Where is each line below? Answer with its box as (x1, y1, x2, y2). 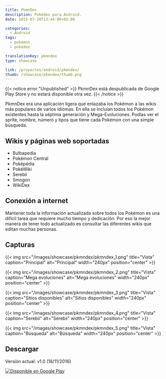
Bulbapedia (12, 150, 36, 156)
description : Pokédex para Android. (5, 12, 82, 17)
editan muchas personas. (5, 226, 58, 232)
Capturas (5, 241, 35, 249)
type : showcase (5, 58, 37, 63)
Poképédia (12, 161, 35, 167)
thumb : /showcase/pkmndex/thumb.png (5, 72, 82, 77)
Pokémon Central (12, 155, 49, 161)
